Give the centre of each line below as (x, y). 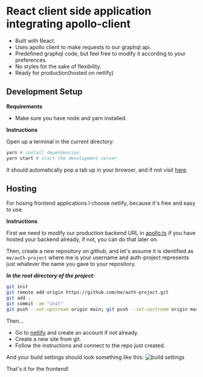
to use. (15, 210)
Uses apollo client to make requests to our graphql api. (83, 47)
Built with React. (35, 40)
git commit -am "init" (35, 303)
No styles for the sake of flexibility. (58, 66)
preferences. (31, 60)
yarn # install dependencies (43, 152)
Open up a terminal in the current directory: (60, 141)
